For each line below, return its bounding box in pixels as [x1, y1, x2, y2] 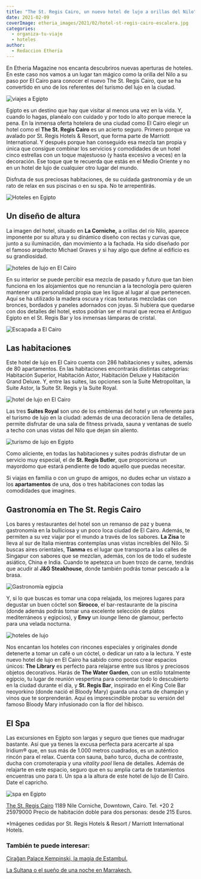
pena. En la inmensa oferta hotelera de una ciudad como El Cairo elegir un [6, 119, 190, 127]
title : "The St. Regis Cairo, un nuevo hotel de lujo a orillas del [6, 8, 181, 15]
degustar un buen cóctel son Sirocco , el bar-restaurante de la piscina [6, 601, 178, 608]
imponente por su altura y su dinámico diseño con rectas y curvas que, [6, 233, 181, 241]
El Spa [6, 718, 30, 728]
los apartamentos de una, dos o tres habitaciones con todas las [6, 481, 165, 488]
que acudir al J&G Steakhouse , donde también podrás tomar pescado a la [6, 565, 190, 572]
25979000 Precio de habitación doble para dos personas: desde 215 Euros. [6, 808, 193, 815]
